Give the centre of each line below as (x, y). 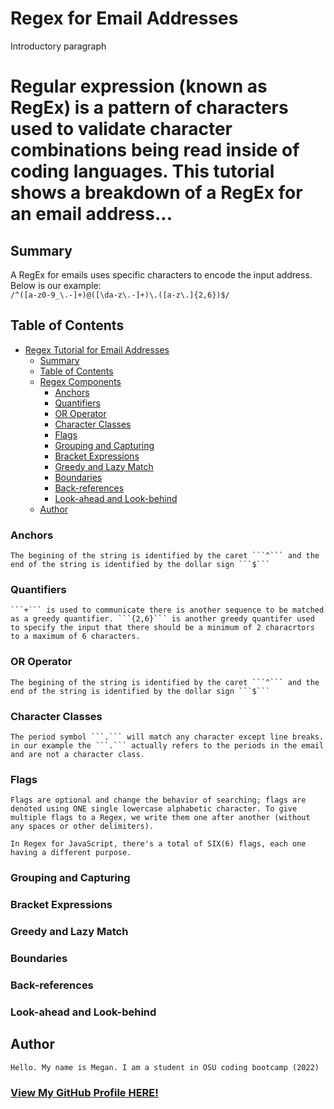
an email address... (91, 214)
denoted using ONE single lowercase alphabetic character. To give (154, 809)
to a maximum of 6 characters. (75, 637)
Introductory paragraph (58, 46)
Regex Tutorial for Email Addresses (97, 349)
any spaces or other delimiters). (82, 827)
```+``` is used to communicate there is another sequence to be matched (167, 610)
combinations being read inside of (155, 150)
